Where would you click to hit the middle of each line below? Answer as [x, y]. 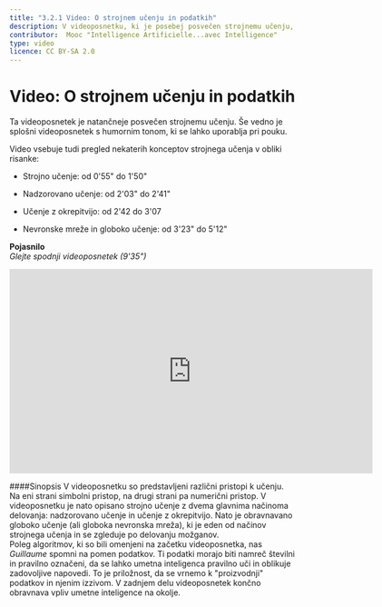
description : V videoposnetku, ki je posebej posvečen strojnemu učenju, [152, 26]
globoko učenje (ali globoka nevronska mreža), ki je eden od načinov [138, 525]
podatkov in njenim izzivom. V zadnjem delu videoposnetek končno [135, 583]
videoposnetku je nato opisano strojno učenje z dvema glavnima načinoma [149, 506]
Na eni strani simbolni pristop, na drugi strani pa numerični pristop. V [138, 496]
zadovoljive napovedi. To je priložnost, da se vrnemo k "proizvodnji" [137, 573]
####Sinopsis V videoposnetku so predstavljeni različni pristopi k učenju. [147, 486]
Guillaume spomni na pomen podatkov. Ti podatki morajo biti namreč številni [152, 554]
